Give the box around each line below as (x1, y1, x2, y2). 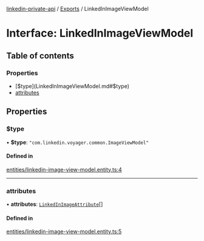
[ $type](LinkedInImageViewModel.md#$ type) (15, 82, 129, 90)
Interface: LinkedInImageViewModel (6, 27, 194, 40)
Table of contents (6, 50, 74, 61)
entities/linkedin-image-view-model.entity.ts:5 (6, 228, 122, 236)
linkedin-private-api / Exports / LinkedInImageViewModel (6, 5, 149, 12)
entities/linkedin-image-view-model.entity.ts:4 (6, 166, 123, 173)
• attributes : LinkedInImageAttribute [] (6, 200, 103, 208)
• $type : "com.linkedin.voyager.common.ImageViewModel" (6, 138, 149, 146)
